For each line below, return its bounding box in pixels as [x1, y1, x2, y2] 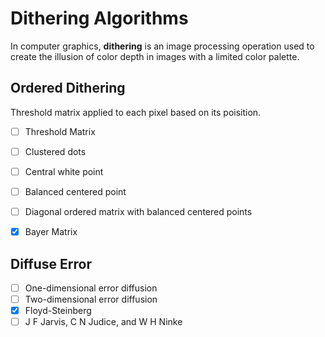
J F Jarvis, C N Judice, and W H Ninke [24, 316, 183, 328]
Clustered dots [24, 145, 87, 157]
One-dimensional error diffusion [24, 282, 158, 294]
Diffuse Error [10, 255, 92, 272]
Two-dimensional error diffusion [24, 293, 158, 305]
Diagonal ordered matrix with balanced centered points [24, 206, 253, 217]
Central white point [24, 165, 104, 177]
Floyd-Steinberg [24, 305, 92, 317]
